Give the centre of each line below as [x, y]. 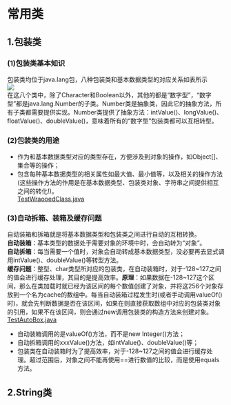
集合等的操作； [38, 166]
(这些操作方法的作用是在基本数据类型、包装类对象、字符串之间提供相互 [118, 183]
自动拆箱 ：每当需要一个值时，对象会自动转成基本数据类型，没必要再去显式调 [116, 252]
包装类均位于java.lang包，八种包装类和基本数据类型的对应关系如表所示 [108, 79]
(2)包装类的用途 [33, 140]
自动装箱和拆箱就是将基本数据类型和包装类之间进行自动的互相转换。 [104, 235]
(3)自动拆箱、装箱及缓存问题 [54, 218]
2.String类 [30, 392]
